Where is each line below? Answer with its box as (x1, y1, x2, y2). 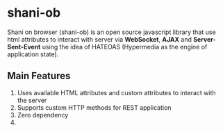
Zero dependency (17, 110, 69, 119)
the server (17, 96, 47, 104)
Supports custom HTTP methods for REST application (17, 103, 172, 112)
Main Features (7, 70, 71, 82)
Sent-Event (7, 42, 41, 51)
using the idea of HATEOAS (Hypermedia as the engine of (42, 42, 208, 51)
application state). (7, 50, 59, 58)
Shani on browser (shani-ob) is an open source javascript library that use (7, 28, 217, 36)
